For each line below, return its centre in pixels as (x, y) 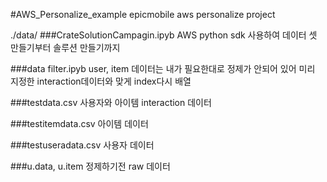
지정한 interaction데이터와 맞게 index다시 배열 (101, 81)
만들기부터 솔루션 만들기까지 (65, 47)
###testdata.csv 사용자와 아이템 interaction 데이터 (111, 102)
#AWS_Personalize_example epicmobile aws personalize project (143, 14)
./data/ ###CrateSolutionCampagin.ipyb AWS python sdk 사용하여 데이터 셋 (164, 35)
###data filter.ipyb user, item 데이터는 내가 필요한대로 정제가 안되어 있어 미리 (163, 68)
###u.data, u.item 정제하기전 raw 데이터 (90, 166)
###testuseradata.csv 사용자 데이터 (82, 145)
